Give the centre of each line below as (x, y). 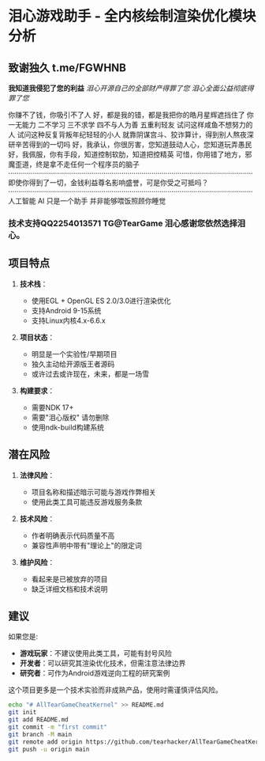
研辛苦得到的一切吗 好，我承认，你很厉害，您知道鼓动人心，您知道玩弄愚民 (130, 144)
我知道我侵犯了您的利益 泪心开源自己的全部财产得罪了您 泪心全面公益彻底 (127, 88)
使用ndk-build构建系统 (68, 427)
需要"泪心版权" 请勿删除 (70, 417)
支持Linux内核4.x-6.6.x (69, 320)
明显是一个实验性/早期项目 (74, 354)
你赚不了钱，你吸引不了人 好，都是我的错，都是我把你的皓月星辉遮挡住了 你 (131, 115)
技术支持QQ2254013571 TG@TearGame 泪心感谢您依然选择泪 (127, 223)
